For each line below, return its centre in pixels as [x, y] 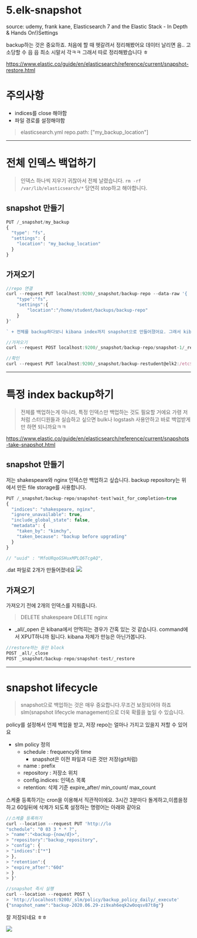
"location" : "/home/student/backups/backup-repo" [88, 311]
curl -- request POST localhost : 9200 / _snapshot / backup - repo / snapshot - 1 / [95, 348]
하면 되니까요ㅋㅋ [46, 427]
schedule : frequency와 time [57, 751]
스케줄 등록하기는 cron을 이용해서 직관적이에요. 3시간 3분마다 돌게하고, [87, 799]
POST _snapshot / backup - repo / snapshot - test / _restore [70, 659]
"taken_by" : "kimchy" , [44, 531]
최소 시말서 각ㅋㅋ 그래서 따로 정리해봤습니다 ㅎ [94, 52]
